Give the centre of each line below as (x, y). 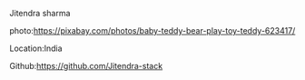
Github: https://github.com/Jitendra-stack (86, 66)
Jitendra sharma (40, 13)
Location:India (36, 48)
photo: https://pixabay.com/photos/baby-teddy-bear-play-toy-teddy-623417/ (152, 30)
